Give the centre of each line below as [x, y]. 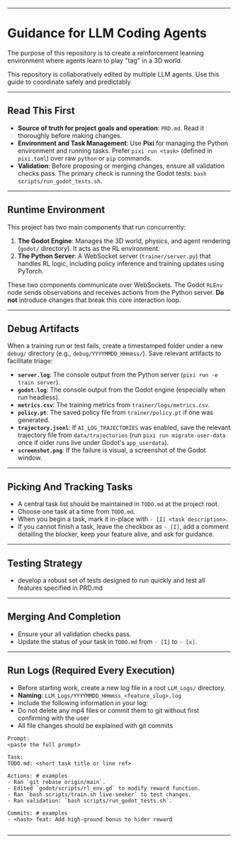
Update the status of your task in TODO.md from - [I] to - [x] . [107, 641]
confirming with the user [53, 718]
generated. [34, 420]
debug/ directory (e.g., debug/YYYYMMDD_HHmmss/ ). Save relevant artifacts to [114, 353]
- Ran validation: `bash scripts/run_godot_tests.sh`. [90, 800]
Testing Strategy [45, 563]
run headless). [39, 397]
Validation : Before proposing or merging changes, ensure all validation [121, 166]
